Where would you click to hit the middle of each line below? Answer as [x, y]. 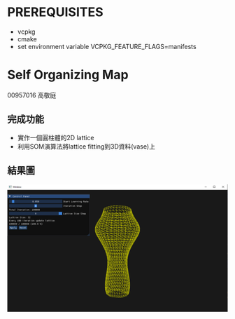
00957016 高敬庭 [32, 95]
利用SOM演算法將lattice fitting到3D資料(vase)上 [86, 146]
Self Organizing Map [68, 75]
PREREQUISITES [55, 12]
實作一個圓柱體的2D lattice [56, 137]
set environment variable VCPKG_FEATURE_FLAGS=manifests [107, 46]
